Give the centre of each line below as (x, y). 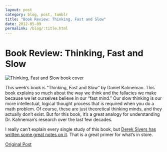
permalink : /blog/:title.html (37, 29)
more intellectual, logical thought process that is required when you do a (80, 104)
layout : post (19, 10)
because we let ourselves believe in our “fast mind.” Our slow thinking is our (83, 98)
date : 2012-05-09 (23, 24)
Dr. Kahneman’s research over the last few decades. (59, 120)
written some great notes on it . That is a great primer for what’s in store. (79, 135)
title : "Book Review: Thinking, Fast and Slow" (56, 19)
